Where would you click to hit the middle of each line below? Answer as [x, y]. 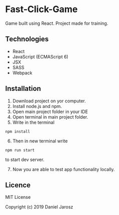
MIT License [18, 197]
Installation [23, 89]
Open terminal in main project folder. [50, 117]
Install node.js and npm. [37, 106]
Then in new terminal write [40, 141]
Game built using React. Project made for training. [57, 23]
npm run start [20, 150]
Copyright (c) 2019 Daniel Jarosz [39, 207]
